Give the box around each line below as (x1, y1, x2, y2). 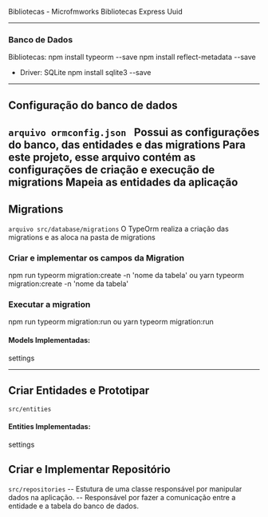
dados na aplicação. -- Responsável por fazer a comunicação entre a (8, 492, 236, 502)
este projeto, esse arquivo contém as (8, 151, 196, 165)
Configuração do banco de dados (8, 98, 178, 112)
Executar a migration (8, 299, 91, 310)
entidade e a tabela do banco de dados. (8, 501, 140, 511)
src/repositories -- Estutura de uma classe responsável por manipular (8, 483, 242, 494)
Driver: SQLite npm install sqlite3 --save (19, 68, 152, 78)
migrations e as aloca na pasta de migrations (8, 232, 156, 242)
